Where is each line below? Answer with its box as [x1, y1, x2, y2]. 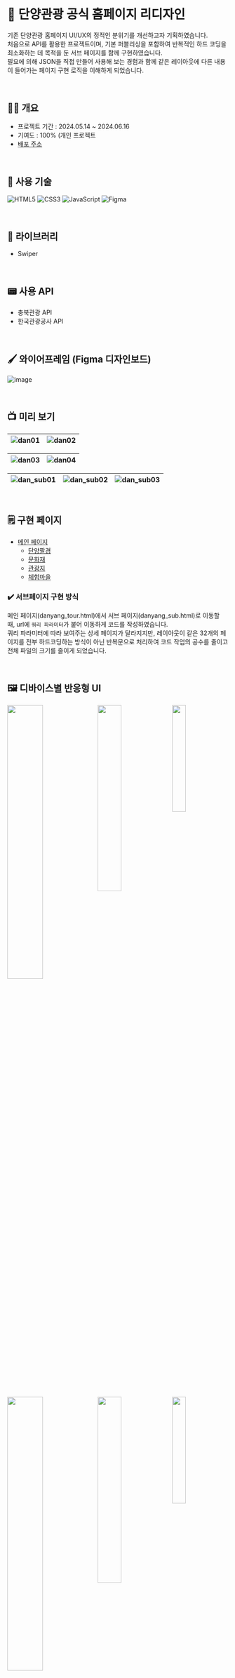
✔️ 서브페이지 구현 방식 [7, 592, 79, 601]
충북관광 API [17, 308, 53, 317]
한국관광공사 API [17, 317, 64, 326]
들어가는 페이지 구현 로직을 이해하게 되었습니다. [14, 66, 145, 74]
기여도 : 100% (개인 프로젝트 [17, 131, 96, 139]
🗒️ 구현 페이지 [7, 514, 62, 526]
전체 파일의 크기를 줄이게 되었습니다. [7, 646, 107, 655]
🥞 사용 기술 [7, 176, 53, 188]
